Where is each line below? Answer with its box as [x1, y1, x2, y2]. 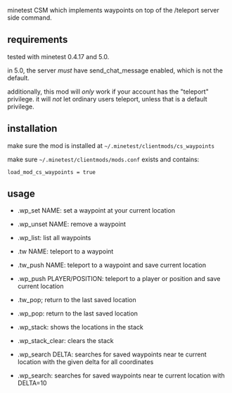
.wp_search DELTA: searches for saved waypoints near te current [17, 350, 207, 358]
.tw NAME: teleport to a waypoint [17, 247, 114, 256]
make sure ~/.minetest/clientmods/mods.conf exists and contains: [7, 155, 200, 163]
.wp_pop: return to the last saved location [17, 309, 138, 318]
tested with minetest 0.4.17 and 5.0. [7, 52, 110, 61]
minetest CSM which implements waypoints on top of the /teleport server [7, 6, 220, 14]
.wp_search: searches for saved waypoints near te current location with [17, 371, 225, 380]
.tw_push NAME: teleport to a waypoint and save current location [17, 261, 207, 270]
